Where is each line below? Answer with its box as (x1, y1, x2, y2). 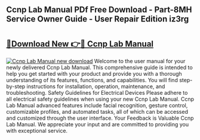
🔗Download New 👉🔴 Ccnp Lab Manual (6, 39, 154, 49)
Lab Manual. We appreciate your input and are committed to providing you (6, 121, 189, 127)
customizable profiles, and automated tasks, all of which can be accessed (6, 108, 188, 115)
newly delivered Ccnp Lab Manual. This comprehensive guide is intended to (6, 64, 193, 71)
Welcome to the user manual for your (94, 58, 186, 64)
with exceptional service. (6, 127, 67, 134)
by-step (6, 83, 26, 90)
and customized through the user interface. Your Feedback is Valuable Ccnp (6, 114, 194, 122)
